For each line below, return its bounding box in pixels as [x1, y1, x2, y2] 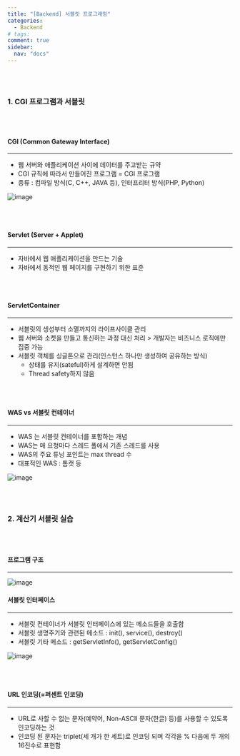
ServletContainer [7, 301, 60, 310]
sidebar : [7, 44, 34, 51]
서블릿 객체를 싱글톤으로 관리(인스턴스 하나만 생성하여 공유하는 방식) [17, 351, 208, 360]
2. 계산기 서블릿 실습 [7, 513, 74, 523]
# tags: [7, 30, 31, 38]
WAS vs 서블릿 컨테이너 [7, 408, 75, 417]
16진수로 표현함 [17, 740, 61, 750]
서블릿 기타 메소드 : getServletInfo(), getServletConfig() [17, 637, 178, 646]
